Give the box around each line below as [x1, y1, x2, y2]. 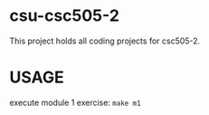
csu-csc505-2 [9, 5, 120, 26]
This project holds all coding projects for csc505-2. [9, 35, 201, 46]
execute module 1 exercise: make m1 [9, 97, 142, 108]
